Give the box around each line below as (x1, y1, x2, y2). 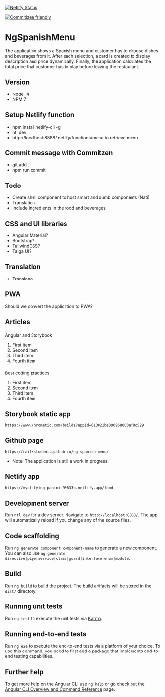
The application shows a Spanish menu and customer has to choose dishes (5, 47, 159, 54)
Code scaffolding (5, 532, 59, 540)
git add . (12, 162, 30, 168)
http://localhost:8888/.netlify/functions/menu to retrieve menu (12, 134, 138, 140)
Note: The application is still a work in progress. (12, 458, 109, 464)
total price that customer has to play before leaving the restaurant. (5, 63, 139, 69)
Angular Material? (12, 232, 48, 238)
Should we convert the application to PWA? (5, 303, 93, 309)
